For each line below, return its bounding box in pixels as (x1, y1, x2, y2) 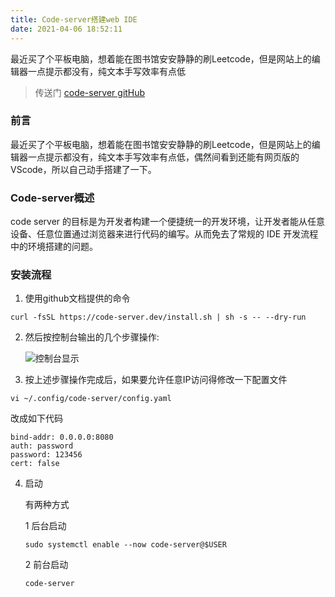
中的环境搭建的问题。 (10, 241, 98, 253)
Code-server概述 (10, 191, 95, 205)
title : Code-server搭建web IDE (10, 14, 138, 25)
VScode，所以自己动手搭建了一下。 (10, 163, 157, 175)
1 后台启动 (24, 520, 67, 532)
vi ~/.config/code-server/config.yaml (10, 394, 172, 404)
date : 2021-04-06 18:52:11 (10, 24, 123, 34)
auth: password (10, 441, 74, 451)
